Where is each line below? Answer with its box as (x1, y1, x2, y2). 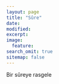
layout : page (6, 9, 40, 15)
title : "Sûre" (6, 15, 43, 21)
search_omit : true (6, 49, 53, 55)
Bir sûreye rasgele (6, 71, 52, 78)
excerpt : (6, 32, 29, 38)
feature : (12, 43, 34, 49)
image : (6, 37, 23, 43)
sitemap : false (6, 54, 45, 60)
